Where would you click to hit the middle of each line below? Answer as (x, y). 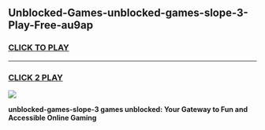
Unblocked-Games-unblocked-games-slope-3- (128, 13)
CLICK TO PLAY (39, 48)
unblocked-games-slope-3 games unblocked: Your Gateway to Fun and (128, 109)
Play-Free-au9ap (50, 26)
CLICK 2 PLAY (35, 77)
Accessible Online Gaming (52, 117)
